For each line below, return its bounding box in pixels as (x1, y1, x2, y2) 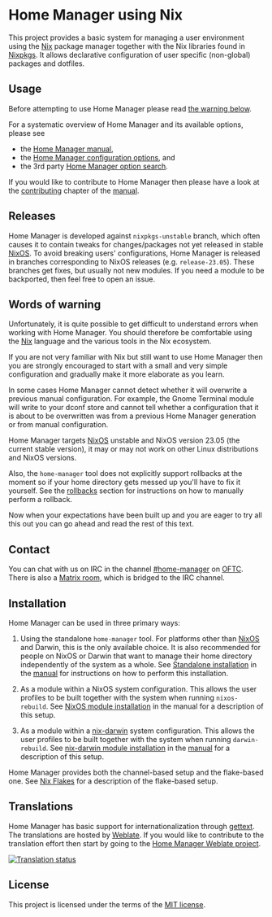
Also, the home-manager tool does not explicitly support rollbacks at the (8, 469, 243, 478)
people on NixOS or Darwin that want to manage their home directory (19, 651, 253, 661)
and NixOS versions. (8, 453, 77, 463)
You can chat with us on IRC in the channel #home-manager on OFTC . (8, 564, 244, 574)
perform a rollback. (8, 495, 73, 504)
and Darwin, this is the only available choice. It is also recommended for (19, 643, 261, 652)
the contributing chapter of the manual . (8, 186, 140, 195)
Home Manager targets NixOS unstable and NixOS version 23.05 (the (8, 435, 240, 445)
